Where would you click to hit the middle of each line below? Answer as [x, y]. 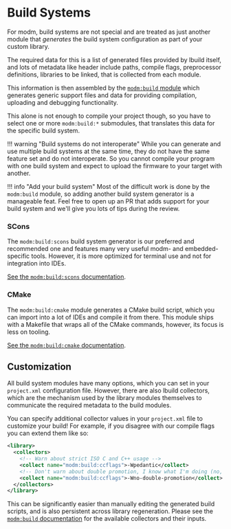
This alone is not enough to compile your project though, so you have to [109, 116]
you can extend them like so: [48, 433]
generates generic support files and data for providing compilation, [102, 95]
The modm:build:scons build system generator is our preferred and [101, 241]
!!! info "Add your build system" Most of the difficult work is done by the [109, 186]
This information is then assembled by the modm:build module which [103, 88]
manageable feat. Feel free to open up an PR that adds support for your [108, 201]
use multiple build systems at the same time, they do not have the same [109, 151]
